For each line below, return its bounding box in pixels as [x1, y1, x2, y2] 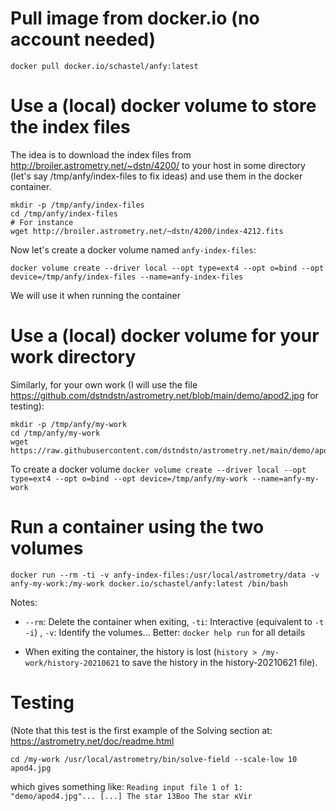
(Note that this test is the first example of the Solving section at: [10, 724, 273, 736]
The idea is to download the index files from [10, 148, 192, 161]
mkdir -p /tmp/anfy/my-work [10, 419, 128, 429]
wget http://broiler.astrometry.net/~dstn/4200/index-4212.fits [10, 226, 284, 236]
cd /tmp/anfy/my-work [10, 428, 101, 438]
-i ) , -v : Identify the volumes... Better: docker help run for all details [24, 626, 306, 638]
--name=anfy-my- [251, 473, 320, 484]
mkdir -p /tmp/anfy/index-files [10, 200, 145, 210]
